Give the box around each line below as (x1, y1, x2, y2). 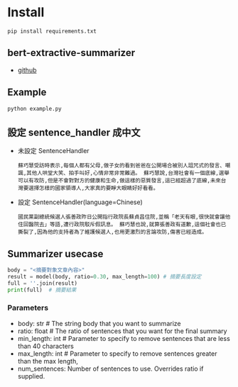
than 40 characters (17, 342, 75, 350)
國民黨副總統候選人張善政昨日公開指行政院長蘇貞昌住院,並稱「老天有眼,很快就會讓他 (17, 213, 231, 220)
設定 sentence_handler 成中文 (7, 126, 141, 138)
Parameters (7, 303, 48, 313)
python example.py (7, 105, 62, 112)
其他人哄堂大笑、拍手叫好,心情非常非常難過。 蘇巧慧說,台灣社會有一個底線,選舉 (26, 169, 229, 177)
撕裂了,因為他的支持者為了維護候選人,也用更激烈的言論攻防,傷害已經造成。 (17, 228, 207, 236)
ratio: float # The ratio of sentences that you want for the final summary (17, 327, 227, 335)
